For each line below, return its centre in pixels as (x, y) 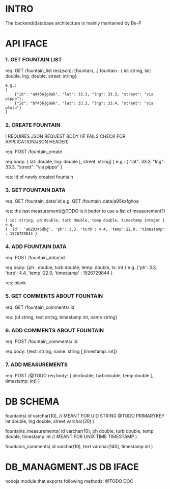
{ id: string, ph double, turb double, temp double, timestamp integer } (85, 221)
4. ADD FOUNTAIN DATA (36, 247)
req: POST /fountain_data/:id (35, 258)
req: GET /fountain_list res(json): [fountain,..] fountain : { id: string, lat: (78, 71)
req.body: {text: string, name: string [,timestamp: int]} (61, 351)
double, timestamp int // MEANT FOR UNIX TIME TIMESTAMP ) (71, 436)
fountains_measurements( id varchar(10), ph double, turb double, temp (79, 431)
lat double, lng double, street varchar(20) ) (50, 421)
